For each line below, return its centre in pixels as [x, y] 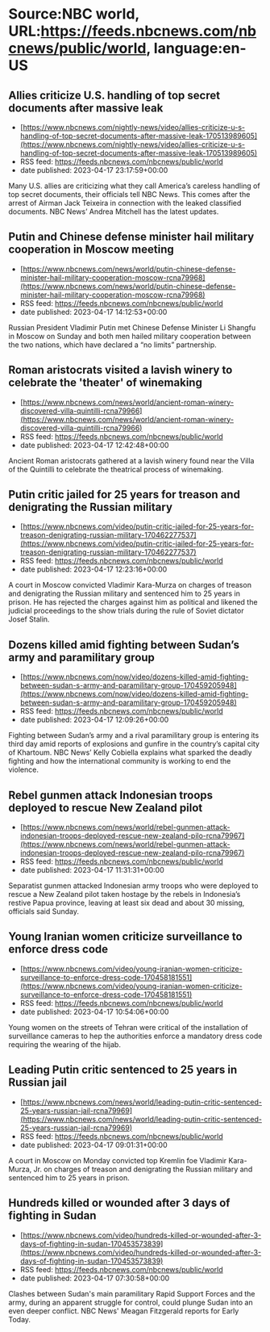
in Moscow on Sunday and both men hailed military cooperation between [130, 336]
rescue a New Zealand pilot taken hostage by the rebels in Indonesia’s [125, 894]
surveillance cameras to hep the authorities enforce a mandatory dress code [135, 1036]
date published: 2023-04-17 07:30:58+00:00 [95, 1278]
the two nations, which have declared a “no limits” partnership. [113, 345]
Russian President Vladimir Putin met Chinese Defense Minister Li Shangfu [132, 327]
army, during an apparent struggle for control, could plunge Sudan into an [131, 1302]
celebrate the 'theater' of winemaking [106, 383]
